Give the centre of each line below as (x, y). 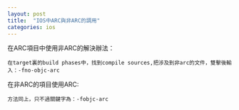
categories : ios (31, 27)
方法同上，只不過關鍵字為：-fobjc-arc (58, 99)
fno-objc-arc (40, 71)
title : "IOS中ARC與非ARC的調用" (54, 21)
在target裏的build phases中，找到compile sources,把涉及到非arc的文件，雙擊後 (117, 63)
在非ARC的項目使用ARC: (43, 84)
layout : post (27, 14)
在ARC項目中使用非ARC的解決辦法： (61, 48)
